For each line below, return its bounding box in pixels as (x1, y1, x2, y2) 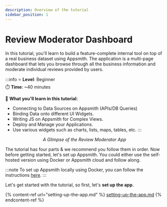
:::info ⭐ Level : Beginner (5, 77, 55, 83)
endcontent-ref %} (5, 197, 44, 203)
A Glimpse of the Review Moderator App (42, 136, 127, 143)
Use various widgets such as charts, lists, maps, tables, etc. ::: (12, 127, 142, 133)
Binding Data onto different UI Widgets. (12, 111, 94, 117)
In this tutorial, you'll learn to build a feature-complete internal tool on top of (5, 50, 162, 56)
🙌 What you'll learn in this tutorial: (5, 96, 78, 102)
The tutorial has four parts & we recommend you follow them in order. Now (5, 147, 160, 153)
